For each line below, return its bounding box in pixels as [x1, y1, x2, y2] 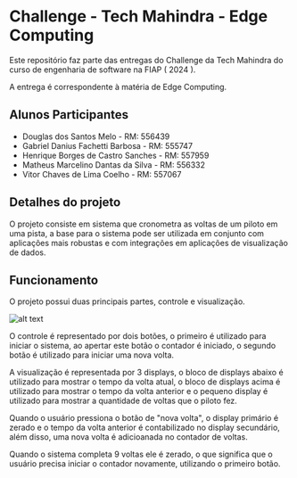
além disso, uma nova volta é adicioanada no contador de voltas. [9, 432, 248, 442]
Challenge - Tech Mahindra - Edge [9, 6, 268, 27]
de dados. [9, 247, 46, 258]
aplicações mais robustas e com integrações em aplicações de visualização [9, 237, 288, 248]
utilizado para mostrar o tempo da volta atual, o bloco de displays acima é [9, 376, 281, 387]
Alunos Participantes [9, 107, 129, 122]
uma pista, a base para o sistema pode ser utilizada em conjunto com [9, 227, 265, 238]
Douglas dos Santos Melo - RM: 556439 [21, 131, 170, 142]
